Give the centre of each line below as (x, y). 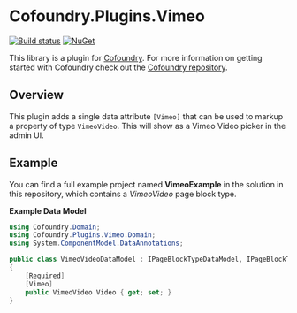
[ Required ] (45, 276)
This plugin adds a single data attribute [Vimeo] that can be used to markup (146, 116)
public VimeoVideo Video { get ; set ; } (99, 292)
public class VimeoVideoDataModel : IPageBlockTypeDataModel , (126, 260)
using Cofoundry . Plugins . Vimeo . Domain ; (83, 235)
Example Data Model (48, 210)
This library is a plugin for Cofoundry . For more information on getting (136, 57)
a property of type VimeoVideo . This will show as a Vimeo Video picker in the (148, 126)
